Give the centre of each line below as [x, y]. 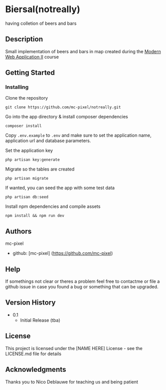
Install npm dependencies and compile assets [53, 206]
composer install [24, 126]
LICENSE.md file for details [33, 354]
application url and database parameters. [48, 141]
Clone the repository [27, 98]
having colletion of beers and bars [41, 23]
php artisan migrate [27, 179]
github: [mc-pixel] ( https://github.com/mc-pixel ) [63, 253]
